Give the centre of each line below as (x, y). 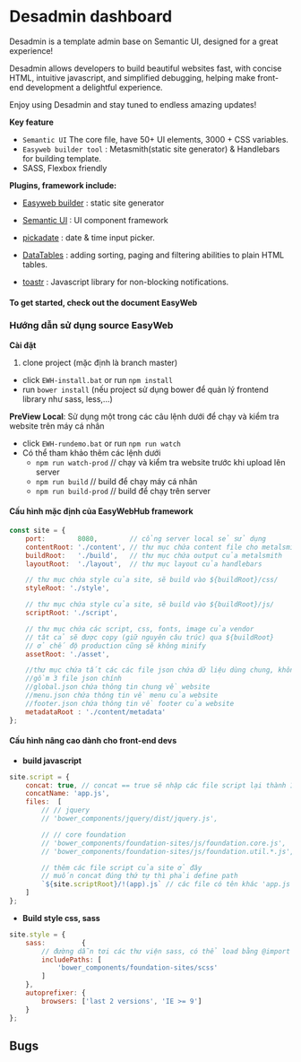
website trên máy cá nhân (57, 426)
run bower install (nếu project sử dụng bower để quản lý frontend (145, 389)
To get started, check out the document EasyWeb (103, 302)
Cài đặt (23, 345)
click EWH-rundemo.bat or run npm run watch (101, 443)
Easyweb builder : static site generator (93, 203)
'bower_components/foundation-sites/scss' (138, 968)
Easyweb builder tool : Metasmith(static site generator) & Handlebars (151, 149)
